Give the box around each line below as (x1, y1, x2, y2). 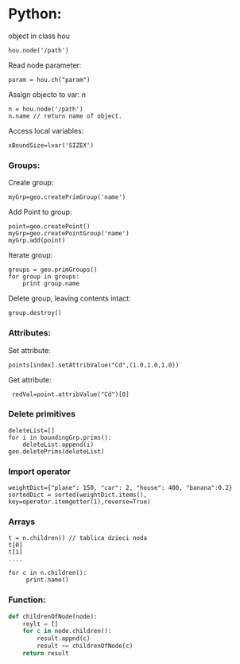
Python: (8, 5, 62, 23)
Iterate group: (8, 250, 53, 260)
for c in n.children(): (8, 569, 87, 577)
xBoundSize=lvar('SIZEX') (8, 141, 94, 149)
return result (22, 650, 69, 658)
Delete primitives (8, 409, 75, 420)
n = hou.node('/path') (8, 105, 83, 113)
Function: (8, 594, 46, 605)
